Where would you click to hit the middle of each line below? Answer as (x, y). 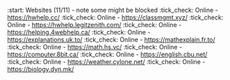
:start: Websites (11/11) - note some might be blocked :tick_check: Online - (113, 10)
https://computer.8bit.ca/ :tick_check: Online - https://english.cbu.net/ (107, 54)
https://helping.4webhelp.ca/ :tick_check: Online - (79, 32)
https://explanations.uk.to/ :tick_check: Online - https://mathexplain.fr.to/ (111, 40)
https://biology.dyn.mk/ (41, 69)
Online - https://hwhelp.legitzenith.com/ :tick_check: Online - (95, 25)
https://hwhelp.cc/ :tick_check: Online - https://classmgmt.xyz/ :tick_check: (115, 17)
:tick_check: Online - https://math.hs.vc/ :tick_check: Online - (95, 47)
